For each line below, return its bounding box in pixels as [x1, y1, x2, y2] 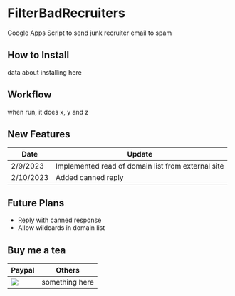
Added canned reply [56, 173, 124, 183]
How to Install [7, 49, 70, 61]
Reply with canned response [17, 216, 102, 225]
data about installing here [7, 68, 82, 76]
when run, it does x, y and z [7, 107, 89, 116]
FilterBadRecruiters [7, 5, 126, 21]
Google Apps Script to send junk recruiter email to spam [7, 28, 172, 37]
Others [56, 265, 80, 275]
